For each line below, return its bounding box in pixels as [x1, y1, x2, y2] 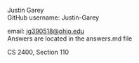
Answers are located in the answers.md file [7, 34, 133, 43]
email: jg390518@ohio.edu [7, 27, 84, 35]
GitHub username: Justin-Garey [7, 13, 100, 22]
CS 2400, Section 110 [7, 48, 69, 56]
